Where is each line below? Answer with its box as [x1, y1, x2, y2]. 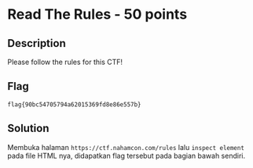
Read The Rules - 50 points [7, 5, 188, 23]
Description [7, 37, 66, 50]
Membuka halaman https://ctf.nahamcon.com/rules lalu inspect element [7, 142, 245, 152]
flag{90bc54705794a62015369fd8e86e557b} [7, 100, 142, 109]
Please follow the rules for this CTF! [7, 57, 123, 66]
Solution [7, 122, 49, 135]
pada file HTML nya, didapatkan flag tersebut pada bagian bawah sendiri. [7, 151, 245, 160]
